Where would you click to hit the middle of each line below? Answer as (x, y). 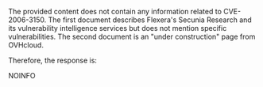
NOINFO (22, 76)
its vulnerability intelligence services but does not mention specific (118, 28)
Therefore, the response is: (53, 60)
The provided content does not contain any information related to (115, 11)
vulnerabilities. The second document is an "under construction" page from (132, 36)
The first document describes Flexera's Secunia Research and (150, 20)
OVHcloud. (26, 45)
